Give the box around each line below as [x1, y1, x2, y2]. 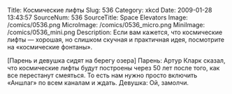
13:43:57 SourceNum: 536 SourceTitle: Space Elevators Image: [7, 13, 189, 22]
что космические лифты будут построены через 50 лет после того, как [7, 64, 220, 72]
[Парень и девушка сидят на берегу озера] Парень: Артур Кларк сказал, [7, 56, 226, 65]
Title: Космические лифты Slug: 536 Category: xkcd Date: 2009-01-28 [7, 6, 212, 14]
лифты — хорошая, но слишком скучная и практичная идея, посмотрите [7, 36, 225, 44]
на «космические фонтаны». [7, 43, 93, 51]
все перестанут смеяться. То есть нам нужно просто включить [7, 71, 198, 79]
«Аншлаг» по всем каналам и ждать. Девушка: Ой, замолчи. [7, 79, 189, 86]
